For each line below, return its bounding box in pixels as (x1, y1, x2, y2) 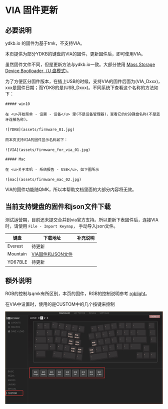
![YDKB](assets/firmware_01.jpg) (5, 127, 75, 132)
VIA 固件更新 (5, 4, 58, 16)
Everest (7, 243, 23, 249)
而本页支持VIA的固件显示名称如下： (5, 137, 68, 142)
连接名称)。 (8, 117, 30, 122)
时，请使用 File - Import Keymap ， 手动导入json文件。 (5, 223, 118, 229)
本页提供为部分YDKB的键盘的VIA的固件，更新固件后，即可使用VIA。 (5, 51, 146, 56)
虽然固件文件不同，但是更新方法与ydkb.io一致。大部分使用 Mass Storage (5, 61, 155, 67)
